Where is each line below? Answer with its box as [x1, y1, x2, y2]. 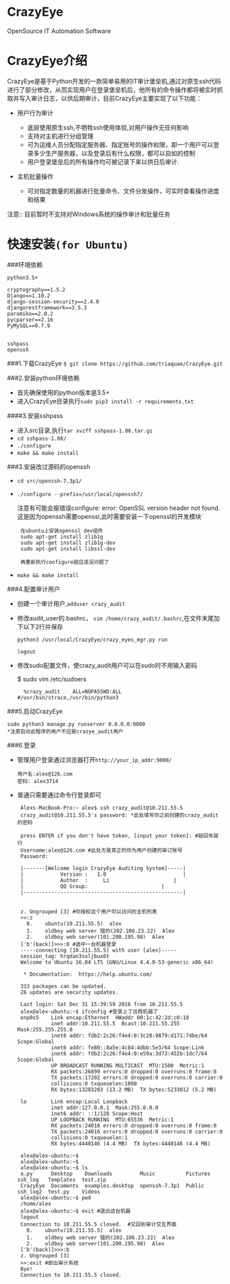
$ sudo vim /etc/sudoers [16, 675, 87, 683]
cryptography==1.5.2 [7, 286, 66, 293]
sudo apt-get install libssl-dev [20, 545, 116, 552]
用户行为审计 [16, 108, 53, 117]
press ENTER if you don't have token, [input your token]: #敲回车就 [20, 832, 219, 839]
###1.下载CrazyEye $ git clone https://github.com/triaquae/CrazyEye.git [7, 359, 223, 367]
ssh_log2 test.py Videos [16, 1188, 101, 1195]
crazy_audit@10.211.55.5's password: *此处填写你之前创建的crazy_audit [20, 811, 219, 819]
